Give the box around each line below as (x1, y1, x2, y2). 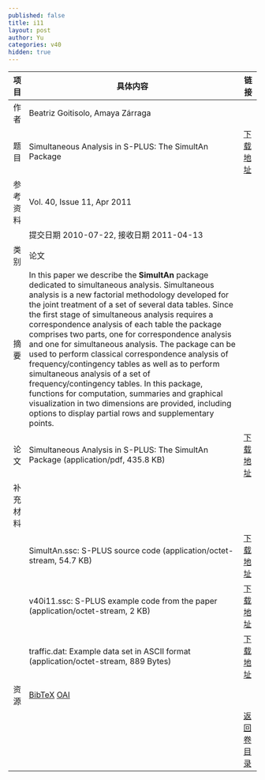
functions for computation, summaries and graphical (28, 388, 223, 399)
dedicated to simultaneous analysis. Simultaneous (28, 280, 215, 290)
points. (28, 418, 54, 428)
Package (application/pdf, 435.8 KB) (28, 454, 166, 465)
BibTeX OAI (28, 689, 71, 700)
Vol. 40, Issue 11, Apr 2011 (28, 197, 132, 207)
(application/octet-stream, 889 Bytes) (28, 656, 172, 666)
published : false (8, 11, 65, 20)
